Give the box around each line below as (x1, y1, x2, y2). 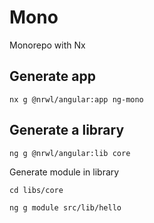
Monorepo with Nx (9, 39, 86, 51)
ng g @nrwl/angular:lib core (9, 148, 131, 158)
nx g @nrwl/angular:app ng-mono (9, 94, 144, 105)
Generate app (9, 68, 96, 85)
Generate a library (9, 122, 125, 139)
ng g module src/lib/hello (9, 202, 122, 213)
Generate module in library (9, 166, 120, 178)
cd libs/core (9, 185, 64, 195)
